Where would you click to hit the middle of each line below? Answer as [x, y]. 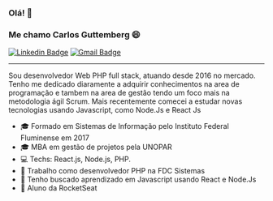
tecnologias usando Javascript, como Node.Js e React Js [105, 110]
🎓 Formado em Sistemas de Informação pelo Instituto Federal [124, 126]
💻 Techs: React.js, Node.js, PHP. [76, 159]
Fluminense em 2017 [54, 138]
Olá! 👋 [20, 13]
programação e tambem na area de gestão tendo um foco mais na [119, 93]
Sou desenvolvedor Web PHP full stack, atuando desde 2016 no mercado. [132, 75]
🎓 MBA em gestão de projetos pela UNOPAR [96, 147]
